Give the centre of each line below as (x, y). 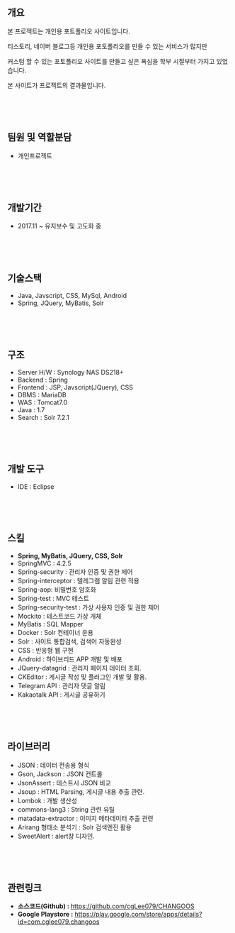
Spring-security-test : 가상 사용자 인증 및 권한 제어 (88, 607)
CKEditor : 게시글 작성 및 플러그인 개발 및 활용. (82, 677)
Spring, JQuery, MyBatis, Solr (61, 303)
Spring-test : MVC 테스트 (53, 598)
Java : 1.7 (31, 410)
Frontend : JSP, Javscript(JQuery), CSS (75, 387)
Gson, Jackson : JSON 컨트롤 (60, 774)
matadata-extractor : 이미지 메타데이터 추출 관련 (85, 818)
